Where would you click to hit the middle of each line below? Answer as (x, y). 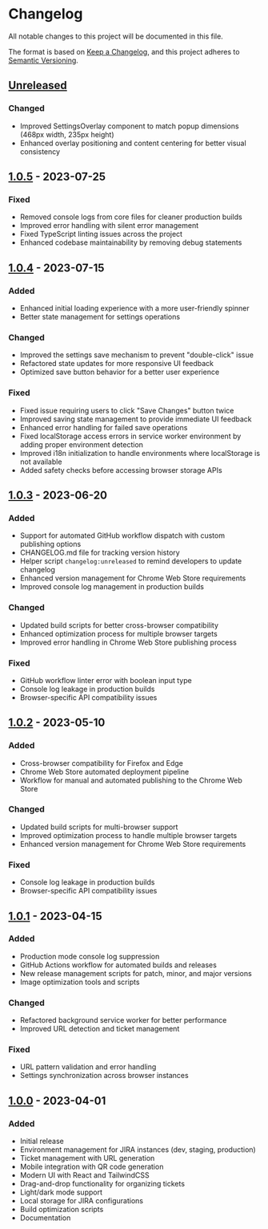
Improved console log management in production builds (112, 587)
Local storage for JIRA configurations (82, 1201)
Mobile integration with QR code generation (92, 1167)
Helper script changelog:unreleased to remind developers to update (131, 561)
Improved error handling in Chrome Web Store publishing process (128, 642)
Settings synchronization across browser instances (104, 1076)
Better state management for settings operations (100, 317)
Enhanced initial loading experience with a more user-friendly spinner (134, 308)
